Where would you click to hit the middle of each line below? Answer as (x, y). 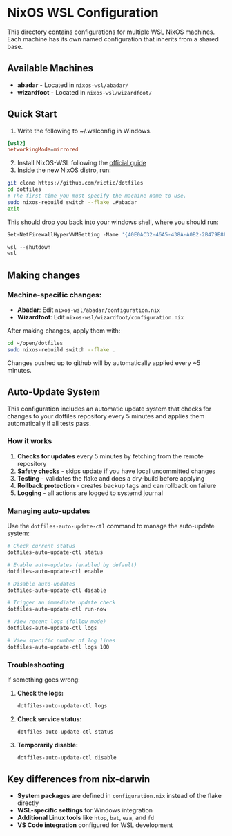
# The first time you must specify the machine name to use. (97, 196)
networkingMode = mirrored (43, 150)
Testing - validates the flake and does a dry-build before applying (111, 478)
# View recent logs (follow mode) (57, 622)
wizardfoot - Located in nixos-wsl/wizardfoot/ (85, 92)
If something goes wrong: (44, 680)
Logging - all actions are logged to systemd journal (90, 493)
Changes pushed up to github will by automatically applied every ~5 (104, 363)
